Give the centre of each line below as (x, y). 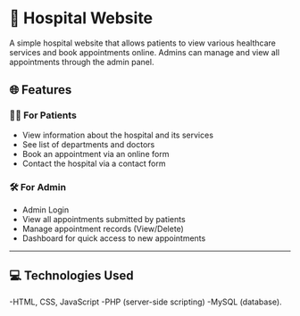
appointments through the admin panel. (82, 62)
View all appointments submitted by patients (104, 219)
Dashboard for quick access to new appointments (114, 238)
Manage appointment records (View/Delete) (103, 229)
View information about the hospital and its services (118, 135)
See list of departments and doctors (88, 144)
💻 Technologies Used (71, 276)
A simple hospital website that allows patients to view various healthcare (143, 43)
